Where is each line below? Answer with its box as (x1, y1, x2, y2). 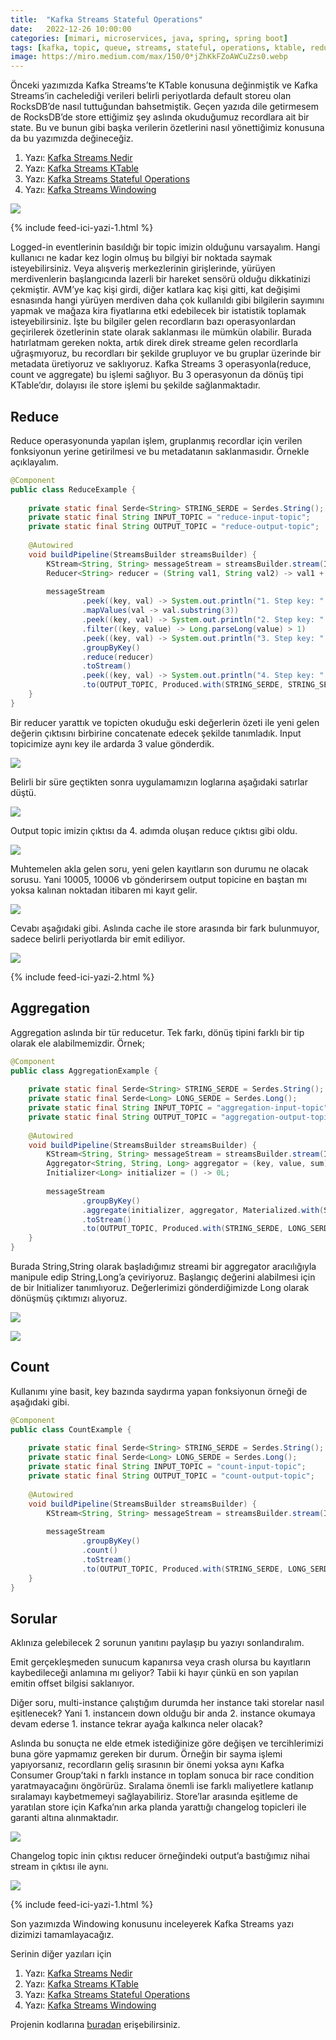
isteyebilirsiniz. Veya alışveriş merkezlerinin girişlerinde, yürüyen (10, 262, 276, 275)
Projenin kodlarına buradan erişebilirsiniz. (10, 2019, 181, 2031)
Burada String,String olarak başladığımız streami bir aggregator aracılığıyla (10, 1261, 317, 1272)
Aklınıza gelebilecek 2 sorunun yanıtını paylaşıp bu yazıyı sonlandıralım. (10, 1637, 305, 1649)
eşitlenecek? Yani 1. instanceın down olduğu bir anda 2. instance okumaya (10, 1707, 316, 1720)
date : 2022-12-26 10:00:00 (10, 24, 132, 34)
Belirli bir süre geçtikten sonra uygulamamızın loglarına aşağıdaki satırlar (10, 776, 308, 788)
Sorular (10, 1610, 58, 1627)
